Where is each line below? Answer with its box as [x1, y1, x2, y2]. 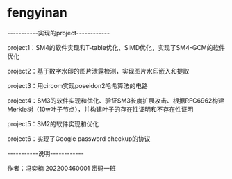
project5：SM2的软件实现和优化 [7, 119, 99, 128]
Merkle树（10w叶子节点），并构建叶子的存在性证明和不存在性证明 [7, 105, 194, 113]
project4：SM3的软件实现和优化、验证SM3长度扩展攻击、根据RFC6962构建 [7, 96, 224, 105]
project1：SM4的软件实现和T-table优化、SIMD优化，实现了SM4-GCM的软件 [7, 43, 226, 51]
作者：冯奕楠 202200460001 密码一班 [7, 164, 116, 172]
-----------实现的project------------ [7, 28, 110, 37]
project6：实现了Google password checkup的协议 [7, 134, 151, 143]
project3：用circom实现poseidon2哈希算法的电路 [7, 81, 148, 89]
